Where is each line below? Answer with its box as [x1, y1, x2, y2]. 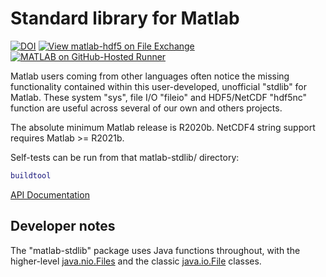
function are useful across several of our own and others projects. [10, 102, 283, 114]
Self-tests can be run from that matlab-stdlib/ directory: [10, 151, 240, 163]
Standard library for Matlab [10, 7, 240, 30]
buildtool [10, 170, 52, 181]
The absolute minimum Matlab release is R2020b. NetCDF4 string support [10, 121, 316, 133]
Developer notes [10, 218, 116, 235]
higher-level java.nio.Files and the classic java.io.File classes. [10, 255, 262, 267]
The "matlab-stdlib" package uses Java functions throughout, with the [10, 244, 301, 256]
